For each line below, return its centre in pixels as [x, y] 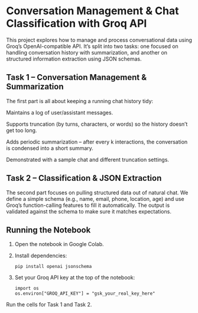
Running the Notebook [48, 230]
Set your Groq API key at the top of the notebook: [75, 277]
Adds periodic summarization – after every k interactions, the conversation [97, 142]
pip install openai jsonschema [53, 267]
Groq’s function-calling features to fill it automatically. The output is [88, 205]
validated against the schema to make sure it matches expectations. [89, 211]
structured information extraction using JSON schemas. [74, 59]
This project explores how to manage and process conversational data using [99, 40]
